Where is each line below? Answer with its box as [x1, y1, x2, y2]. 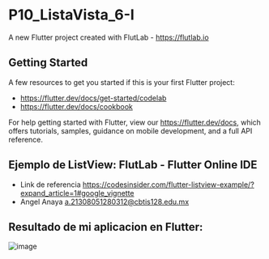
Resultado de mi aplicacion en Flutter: [8, 220, 203, 234]
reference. [8, 134, 43, 144]
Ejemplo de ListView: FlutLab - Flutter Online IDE [8, 158, 258, 172]
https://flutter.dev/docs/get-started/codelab [19, 93, 167, 103]
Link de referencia [19, 180, 81, 189]
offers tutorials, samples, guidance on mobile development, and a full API [8, 125, 253, 135]
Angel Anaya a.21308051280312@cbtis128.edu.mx [19, 197, 190, 206]
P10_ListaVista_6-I [8, 6, 135, 24]
